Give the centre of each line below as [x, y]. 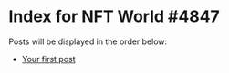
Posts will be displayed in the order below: [88, 41]
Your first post [48, 59]
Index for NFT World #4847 [114, 17]
